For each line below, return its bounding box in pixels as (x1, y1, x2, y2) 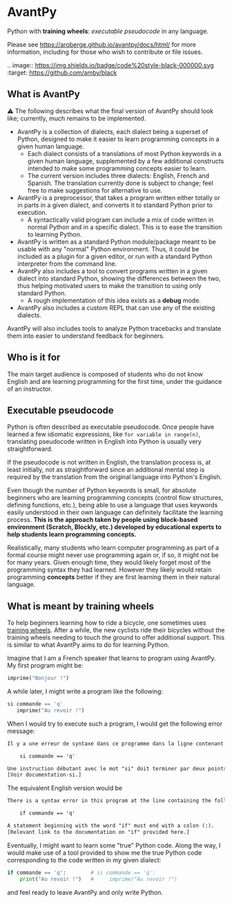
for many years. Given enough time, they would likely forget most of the (7, 559, 211, 567)
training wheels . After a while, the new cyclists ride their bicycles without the (7, 626, 225, 634)
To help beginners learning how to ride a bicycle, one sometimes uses (7, 619, 206, 627)
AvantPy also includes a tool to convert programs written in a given (17, 266, 208, 275)
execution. (17, 208, 48, 216)
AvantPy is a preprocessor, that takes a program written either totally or (17, 193, 221, 202)
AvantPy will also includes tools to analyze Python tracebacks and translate (7, 324, 222, 332)
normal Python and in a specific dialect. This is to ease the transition (27, 222, 222, 231)
